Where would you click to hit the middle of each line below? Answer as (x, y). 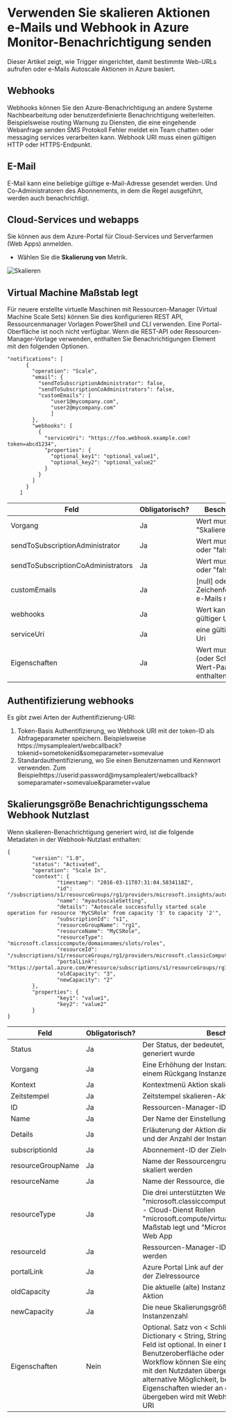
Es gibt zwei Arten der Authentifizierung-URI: (72, 717)
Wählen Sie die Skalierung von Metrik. (72, 257)
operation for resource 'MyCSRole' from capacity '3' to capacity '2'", (114, 913)
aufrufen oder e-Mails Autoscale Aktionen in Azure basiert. (91, 69)
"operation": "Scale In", (70, 870)
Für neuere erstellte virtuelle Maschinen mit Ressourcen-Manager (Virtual (112, 309)
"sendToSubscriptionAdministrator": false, (102, 384)
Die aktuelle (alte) (171, 1287)
